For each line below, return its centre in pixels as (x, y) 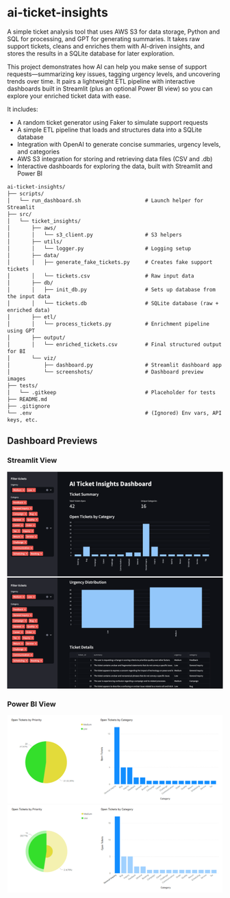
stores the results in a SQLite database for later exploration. (91, 53)
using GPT (21, 330)
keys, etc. (23, 420)
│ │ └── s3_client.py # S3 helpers (95, 234)
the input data (29, 296)
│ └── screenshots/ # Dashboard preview (105, 372)
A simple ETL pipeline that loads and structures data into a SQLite (109, 130)
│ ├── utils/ (35, 241)
